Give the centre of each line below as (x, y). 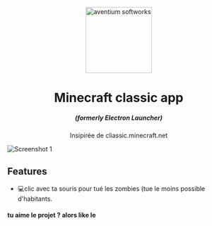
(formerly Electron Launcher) (119, 118)
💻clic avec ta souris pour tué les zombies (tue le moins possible (111, 188)
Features (27, 171)
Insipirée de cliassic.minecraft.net (119, 136)
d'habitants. (35, 199)
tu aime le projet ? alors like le (52, 215)
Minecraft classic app (119, 98)
